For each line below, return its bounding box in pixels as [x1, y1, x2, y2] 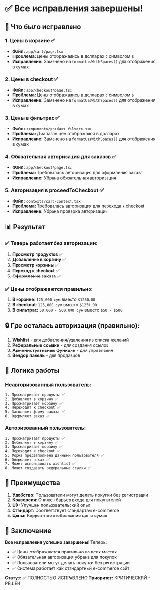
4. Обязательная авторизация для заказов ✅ [5, 153, 117, 160]
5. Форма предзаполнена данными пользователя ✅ [5, 453, 105, 458]
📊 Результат [5, 223, 46, 231]
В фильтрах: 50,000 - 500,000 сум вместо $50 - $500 [12, 307, 123, 313]
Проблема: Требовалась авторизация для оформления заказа [12, 169, 143, 175]
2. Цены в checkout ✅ [5, 76, 58, 83]
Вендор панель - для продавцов [12, 352, 80, 358]
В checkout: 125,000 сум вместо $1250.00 [12, 302, 97, 308]
